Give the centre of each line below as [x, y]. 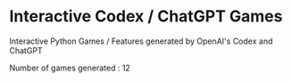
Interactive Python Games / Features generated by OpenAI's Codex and [141, 41]
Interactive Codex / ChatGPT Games [146, 16]
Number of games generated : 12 [70, 68]
